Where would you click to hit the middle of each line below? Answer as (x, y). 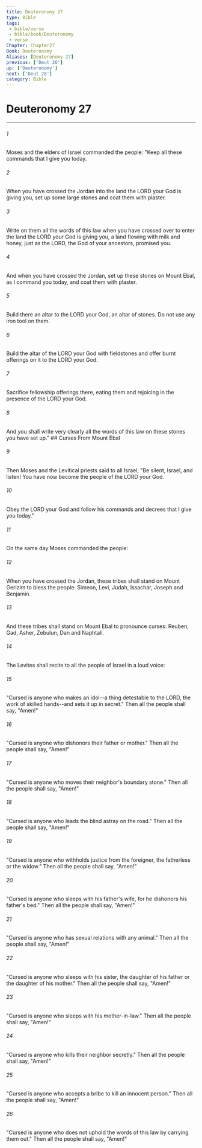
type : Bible (21, 18)
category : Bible (26, 79)
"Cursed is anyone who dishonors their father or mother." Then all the (92, 743)
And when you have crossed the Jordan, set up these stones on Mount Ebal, (101, 275)
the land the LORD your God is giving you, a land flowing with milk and (93, 237)
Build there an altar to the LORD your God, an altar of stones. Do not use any (101, 315)
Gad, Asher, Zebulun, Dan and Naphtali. (55, 632)
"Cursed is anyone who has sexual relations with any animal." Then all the (97, 938)
